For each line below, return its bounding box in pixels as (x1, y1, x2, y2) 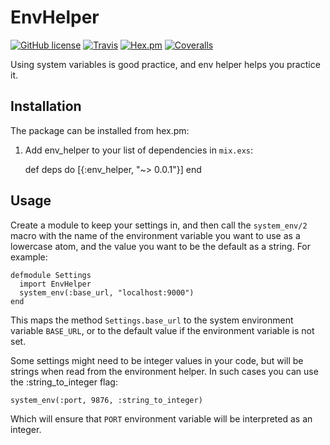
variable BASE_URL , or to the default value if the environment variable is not (10, 324, 315, 336)
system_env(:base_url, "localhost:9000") (19, 287, 195, 298)
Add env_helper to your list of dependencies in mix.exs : (24, 144, 254, 156)
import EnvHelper (19, 279, 92, 289)
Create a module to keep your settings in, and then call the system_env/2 (10, 219, 308, 231)
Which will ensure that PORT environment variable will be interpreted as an (10, 412, 313, 425)
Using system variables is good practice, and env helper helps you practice (10, 58, 321, 70)
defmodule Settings (10, 270, 92, 280)
